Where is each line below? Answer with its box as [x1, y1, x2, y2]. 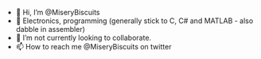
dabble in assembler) [15, 25, 86, 33]
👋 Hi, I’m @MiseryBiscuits [15, 8, 100, 17]
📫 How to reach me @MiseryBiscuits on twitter [15, 42, 172, 51]
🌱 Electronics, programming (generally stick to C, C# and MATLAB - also [15, 16, 254, 26]
